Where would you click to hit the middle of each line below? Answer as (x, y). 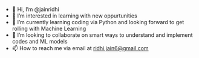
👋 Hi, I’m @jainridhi (35, 9)
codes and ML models (40, 41)
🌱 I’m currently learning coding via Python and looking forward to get (98, 22)
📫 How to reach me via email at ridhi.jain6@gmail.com (80, 48)
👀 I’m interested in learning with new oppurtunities (74, 16)
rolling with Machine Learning (49, 28)
